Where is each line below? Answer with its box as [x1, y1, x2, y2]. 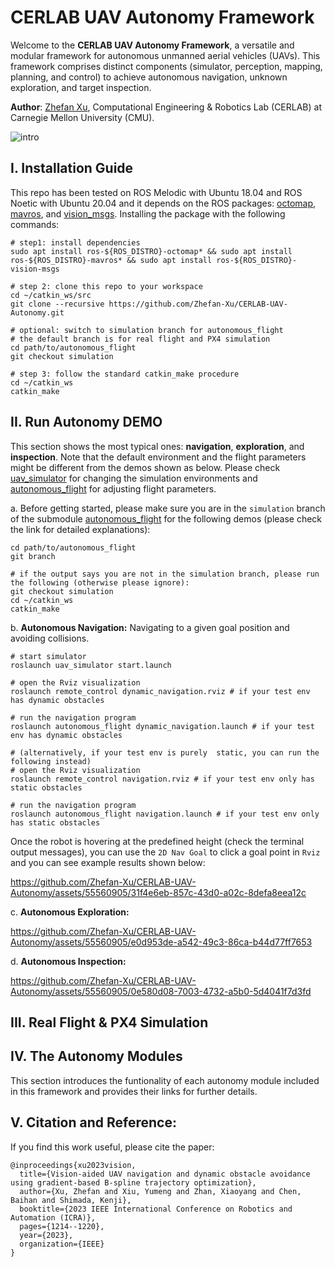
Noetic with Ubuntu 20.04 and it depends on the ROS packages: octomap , [10, 197, 317, 209]
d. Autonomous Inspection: [10, 955, 127, 967]
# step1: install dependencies [10, 237, 141, 248]
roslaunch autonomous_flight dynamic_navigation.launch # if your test [10, 721, 315, 731]
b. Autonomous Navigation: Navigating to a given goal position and [10, 621, 290, 633]
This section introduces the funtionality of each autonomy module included [10, 1074, 320, 1086]
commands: [10, 218, 60, 230]
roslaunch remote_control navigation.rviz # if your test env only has [10, 774, 315, 784]
